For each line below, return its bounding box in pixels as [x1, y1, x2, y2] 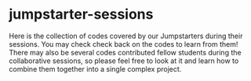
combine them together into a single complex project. [9, 64, 182, 73]
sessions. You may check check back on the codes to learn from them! [9, 39, 238, 48]
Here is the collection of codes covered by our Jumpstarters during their [9, 31, 243, 40]
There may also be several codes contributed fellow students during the [9, 48, 242, 57]
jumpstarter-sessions [9, 5, 154, 23]
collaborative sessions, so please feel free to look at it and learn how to [9, 56, 239, 65]
